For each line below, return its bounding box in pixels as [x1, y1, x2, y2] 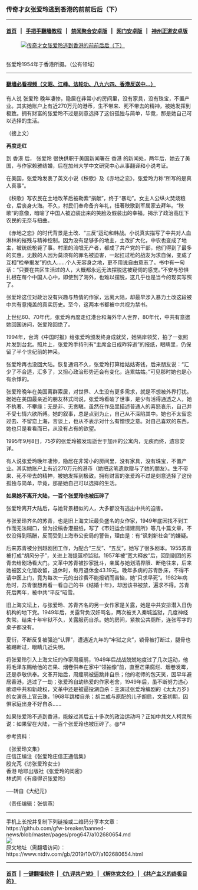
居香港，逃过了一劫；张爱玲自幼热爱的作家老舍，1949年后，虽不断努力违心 [6, 678, 189, 685]
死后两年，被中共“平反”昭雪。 [6, 589, 78, 596]
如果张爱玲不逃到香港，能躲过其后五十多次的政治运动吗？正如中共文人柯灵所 [6, 713, 192, 720]
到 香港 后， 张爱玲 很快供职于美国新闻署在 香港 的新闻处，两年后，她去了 [6, 155, 186, 162]
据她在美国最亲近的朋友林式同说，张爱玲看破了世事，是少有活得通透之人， [6, 395, 187, 402]
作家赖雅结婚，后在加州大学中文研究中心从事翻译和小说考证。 [21, 162, 171, 169]
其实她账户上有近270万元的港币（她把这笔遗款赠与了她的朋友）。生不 [16, 465, 184, 472]
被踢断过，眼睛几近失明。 [6, 643, 68, 650]
